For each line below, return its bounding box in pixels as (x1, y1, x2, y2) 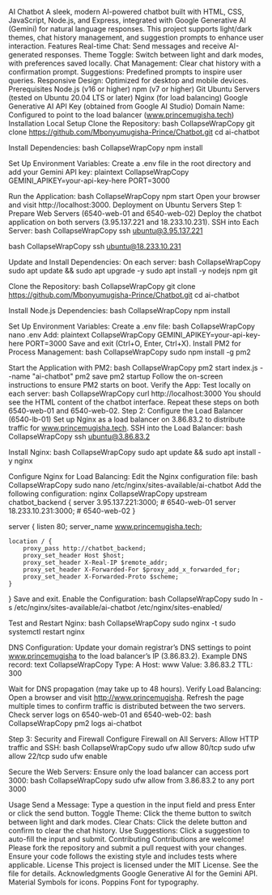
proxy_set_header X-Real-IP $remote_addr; (23, 558, 168, 566)
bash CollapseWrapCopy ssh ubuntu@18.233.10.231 (8, 242, 181, 251)
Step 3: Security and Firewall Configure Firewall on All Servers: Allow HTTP (8, 734, 259, 744)
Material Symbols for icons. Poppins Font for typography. (8, 877, 199, 887)
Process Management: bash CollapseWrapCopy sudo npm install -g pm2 (8, 347, 251, 357)
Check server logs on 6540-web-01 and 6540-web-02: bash (8, 710, 212, 719)
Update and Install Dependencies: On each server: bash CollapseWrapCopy (8, 257, 261, 266)
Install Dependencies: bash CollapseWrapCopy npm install (8, 143, 203, 152)
